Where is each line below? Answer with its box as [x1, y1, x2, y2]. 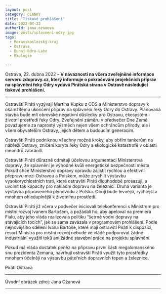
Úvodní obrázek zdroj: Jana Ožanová [5, 279, 81, 285]
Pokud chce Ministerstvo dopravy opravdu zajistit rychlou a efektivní [5, 168, 145, 173]
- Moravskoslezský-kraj [9, 40, 58, 44]
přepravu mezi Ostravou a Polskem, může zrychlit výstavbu [5, 173, 126, 179]
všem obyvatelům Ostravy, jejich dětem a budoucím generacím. [5, 127, 135, 133]
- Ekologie [9, 53, 32, 58]
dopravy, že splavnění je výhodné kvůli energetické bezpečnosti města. [5, 163, 151, 168]
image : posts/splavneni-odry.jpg [5, 30, 74, 35]
